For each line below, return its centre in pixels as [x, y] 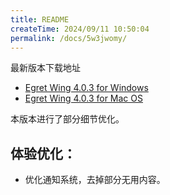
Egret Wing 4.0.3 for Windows [86, 88]
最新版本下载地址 [45, 68]
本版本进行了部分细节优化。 [67, 119]
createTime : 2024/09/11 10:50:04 [80, 29]
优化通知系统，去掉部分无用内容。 [95, 180]
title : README [40, 19]
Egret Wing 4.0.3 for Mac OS [83, 98]
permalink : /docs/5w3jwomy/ [69, 38]
